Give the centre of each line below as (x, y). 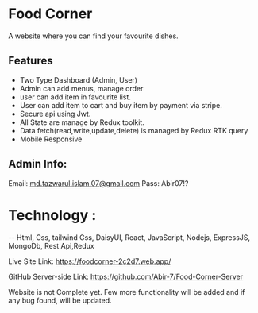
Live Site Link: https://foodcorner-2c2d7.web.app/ (90, 261)
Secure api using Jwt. (55, 114)
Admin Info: (38, 164)
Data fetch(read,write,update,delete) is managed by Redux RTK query (134, 130)
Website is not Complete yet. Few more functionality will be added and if (127, 292)
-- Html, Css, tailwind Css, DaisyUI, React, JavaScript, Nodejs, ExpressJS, (129, 237)
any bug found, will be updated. (60, 300)
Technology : (52, 215)
